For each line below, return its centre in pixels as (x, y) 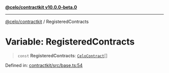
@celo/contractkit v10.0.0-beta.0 (41, 7)
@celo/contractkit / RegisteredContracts (47, 21)
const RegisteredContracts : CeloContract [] (62, 55)
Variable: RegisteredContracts (70, 42)
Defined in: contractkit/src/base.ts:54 (44, 65)
